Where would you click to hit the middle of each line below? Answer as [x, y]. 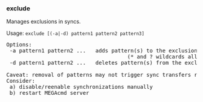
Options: [19, 45]
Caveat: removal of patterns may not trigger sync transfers [99, 75]
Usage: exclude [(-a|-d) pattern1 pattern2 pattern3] [76, 33]
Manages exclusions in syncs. [43, 22]
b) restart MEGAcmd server [49, 93]
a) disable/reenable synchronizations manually [81, 87]
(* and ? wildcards [156, 57]
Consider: [21, 81]
